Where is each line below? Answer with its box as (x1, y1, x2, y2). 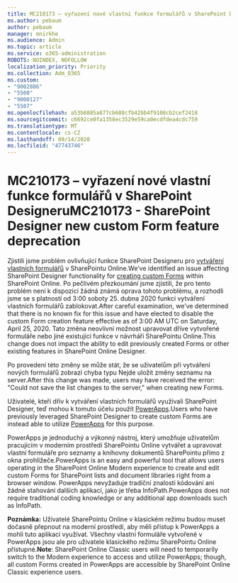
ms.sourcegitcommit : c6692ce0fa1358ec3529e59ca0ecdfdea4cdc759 (7, 116, 198, 123)
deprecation (7, 233, 81, 249)
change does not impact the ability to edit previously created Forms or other (7, 340, 229, 348)
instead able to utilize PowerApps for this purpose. (7, 420, 154, 428)
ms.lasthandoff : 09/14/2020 (7, 135, 91, 143)
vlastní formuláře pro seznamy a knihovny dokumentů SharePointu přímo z (7, 448, 225, 457)
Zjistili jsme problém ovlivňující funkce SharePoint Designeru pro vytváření (7, 257, 225, 265)
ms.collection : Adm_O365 (7, 70, 81, 77)
